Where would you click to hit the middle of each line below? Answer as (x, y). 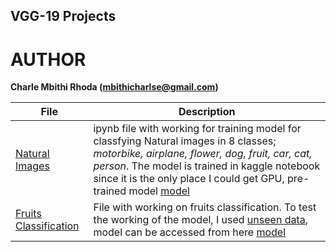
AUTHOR (48, 59)
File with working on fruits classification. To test (205, 207)
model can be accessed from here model (190, 232)
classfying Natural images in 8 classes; (185, 141)
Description (207, 112)
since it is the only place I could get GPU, (189, 179)
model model (159, 191)
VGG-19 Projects (63, 16)
